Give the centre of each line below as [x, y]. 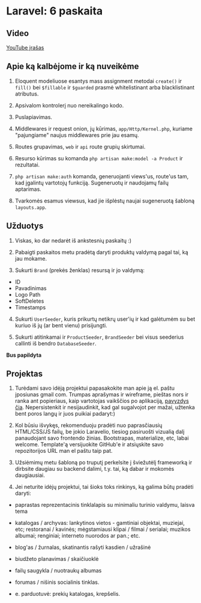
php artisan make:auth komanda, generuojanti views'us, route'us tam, [102, 176]
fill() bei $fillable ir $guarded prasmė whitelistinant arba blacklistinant [105, 87]
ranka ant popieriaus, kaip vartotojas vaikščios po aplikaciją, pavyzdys [102, 401]
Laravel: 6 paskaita [55, 11]
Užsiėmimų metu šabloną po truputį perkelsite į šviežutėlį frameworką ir [103, 462]
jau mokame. [31, 258]
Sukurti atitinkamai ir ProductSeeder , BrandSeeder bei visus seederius [99, 337]
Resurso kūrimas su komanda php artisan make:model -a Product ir [99, 158]
